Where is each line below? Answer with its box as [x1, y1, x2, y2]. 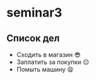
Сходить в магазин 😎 [16, 50, 81, 59]
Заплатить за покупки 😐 [16, 58, 90, 66]
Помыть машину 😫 [16, 66, 74, 73]
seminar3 [6, 5, 63, 21]
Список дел [6, 32, 60, 44]
